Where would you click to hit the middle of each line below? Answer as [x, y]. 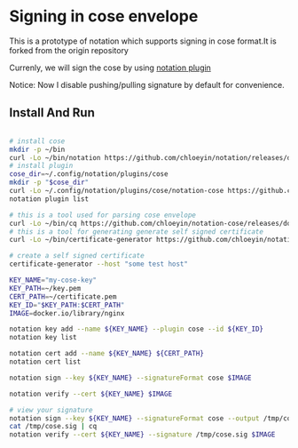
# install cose [37, 141]
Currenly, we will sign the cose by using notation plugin [110, 68]
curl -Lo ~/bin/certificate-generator [81, 240]
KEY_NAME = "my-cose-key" [53, 280]
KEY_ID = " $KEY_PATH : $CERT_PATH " [67, 305]
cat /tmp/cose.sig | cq [53, 427]
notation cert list [45, 362]
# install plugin [41, 166]
